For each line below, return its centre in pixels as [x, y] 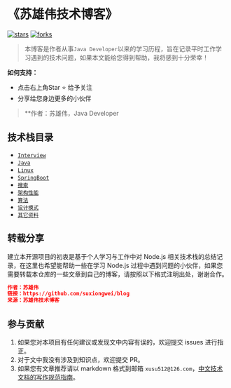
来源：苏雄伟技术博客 [33, 300]
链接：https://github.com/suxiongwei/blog [69, 294]
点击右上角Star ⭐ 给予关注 [55, 87]
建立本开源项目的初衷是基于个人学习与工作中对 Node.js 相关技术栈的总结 [112, 256]
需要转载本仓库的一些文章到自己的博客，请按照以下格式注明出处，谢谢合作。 [118, 274]
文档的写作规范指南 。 [48, 377]
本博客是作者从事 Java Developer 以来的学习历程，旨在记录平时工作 [120, 48]
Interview [32, 155]
